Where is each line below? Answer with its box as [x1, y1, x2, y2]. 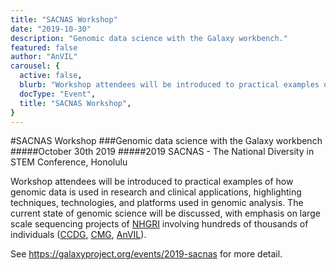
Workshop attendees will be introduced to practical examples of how [10, 176, 294, 188]
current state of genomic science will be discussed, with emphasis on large [10, 207, 321, 220]
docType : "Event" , [19, 89, 97, 99]
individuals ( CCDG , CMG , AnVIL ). [10, 229, 147, 241]
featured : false [10, 42, 78, 53]
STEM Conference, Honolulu [10, 156, 128, 168]
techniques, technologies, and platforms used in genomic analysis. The [10, 197, 304, 209]
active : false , [19, 71, 83, 81]
